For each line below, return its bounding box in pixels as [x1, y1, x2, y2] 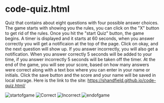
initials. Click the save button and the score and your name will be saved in [5, 72, 156, 78]
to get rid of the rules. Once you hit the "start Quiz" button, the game [5, 30, 144, 36]
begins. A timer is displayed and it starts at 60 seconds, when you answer [5, 35, 155, 41]
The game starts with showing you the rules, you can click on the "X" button [5, 25, 160, 31]
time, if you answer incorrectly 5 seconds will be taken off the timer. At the [5, 56, 156, 62]
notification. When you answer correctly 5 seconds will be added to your [5, 51, 152, 57]
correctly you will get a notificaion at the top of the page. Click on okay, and [5, 40, 159, 46]
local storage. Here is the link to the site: [5, 77, 87, 83]
